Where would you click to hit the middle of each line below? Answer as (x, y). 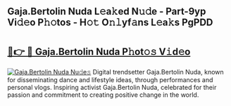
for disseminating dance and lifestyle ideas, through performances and (110, 80)
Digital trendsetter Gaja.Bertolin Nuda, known (158, 72)
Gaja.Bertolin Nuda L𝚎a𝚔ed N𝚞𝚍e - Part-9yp (107, 12)
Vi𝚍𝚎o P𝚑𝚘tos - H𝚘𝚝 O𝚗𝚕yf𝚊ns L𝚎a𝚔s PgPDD (110, 23)
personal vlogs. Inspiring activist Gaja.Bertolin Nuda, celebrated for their (112, 87)
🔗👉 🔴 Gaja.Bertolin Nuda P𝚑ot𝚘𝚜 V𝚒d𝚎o (99, 52)
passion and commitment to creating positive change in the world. (103, 95)
